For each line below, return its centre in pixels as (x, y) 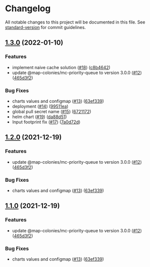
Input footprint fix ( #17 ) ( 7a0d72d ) (46, 122)
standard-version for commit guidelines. (45, 27)
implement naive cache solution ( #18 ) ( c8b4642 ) (61, 67)
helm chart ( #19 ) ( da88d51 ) (39, 117)
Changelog (28, 9)
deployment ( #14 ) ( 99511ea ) (40, 106)
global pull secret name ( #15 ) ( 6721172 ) (52, 111)
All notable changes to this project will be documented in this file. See (75, 22)
